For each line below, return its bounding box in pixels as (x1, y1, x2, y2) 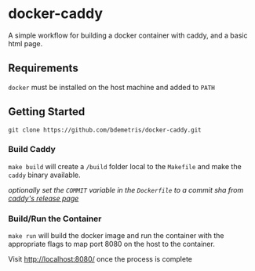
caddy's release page (8, 193, 79, 203)
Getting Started (8, 105, 86, 118)
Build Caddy (8, 144, 56, 155)
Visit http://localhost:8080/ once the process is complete (8, 255, 193, 264)
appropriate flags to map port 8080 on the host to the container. (8, 240, 216, 249)
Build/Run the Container (8, 213, 102, 224)
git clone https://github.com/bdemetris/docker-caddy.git (8, 126, 202, 134)
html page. (8, 38, 43, 48)
